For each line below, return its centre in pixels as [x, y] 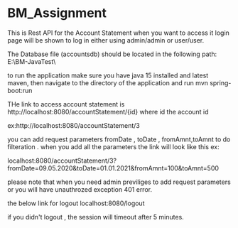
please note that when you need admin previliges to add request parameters [119, 182]
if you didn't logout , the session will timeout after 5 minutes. [96, 217]
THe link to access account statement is [66, 104]
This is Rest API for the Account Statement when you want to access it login [118, 33]
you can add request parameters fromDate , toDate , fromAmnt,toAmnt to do [119, 139]
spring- [220, 82]
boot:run [20, 90]
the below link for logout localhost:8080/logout [76, 203]
